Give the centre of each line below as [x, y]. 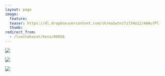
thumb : [16, 28]
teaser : [17, 23]
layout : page [18, 9]
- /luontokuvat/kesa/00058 [37, 37]
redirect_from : [21, 32]
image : [12, 14]
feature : [18, 19]
